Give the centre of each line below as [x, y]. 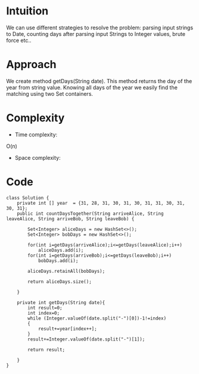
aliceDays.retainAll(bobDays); [66, 271]
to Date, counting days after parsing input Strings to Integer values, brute [96, 34]
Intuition [27, 11]
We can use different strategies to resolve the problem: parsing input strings [100, 28]
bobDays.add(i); [58, 261]
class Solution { [28, 198]
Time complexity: [36, 134]
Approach [31, 65]
